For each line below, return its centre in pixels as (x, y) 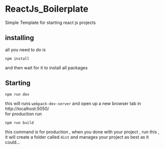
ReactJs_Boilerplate (47, 9)
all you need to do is (25, 49)
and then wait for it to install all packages (47, 67)
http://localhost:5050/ (27, 108)
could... (13, 142)
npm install (17, 59)
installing (20, 38)
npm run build (20, 123)
